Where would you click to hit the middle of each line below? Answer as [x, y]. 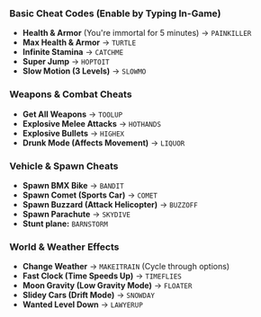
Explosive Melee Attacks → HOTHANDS [92, 123]
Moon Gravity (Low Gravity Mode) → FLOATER [107, 286]
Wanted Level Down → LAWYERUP [83, 304]
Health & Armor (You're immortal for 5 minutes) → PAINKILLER [137, 33]
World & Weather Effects [64, 247]
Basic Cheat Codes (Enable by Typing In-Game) [115, 13]
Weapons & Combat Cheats [71, 94]
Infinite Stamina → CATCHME [73, 52]
